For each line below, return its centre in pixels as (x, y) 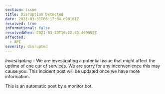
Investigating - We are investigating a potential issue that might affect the (80, 60)
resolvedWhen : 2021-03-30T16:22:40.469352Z (51, 33)
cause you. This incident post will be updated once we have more (73, 71)
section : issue (21, 10)
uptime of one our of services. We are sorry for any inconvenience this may (83, 66)
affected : (15, 38)
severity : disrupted (27, 47)
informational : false (28, 28)
